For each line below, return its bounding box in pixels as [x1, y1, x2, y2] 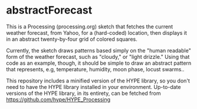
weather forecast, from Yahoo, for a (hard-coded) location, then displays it [6, 29, 188, 36]
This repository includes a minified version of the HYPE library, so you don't [6, 77, 191, 84]
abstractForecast [6, 4, 93, 17]
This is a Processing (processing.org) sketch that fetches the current [6, 23, 173, 30]
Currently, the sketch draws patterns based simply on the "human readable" [6, 47, 192, 54]
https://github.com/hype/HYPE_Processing [6, 95, 111, 103]
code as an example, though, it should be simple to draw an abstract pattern [6, 60, 192, 67]
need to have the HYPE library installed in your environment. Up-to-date [6, 83, 181, 90]
